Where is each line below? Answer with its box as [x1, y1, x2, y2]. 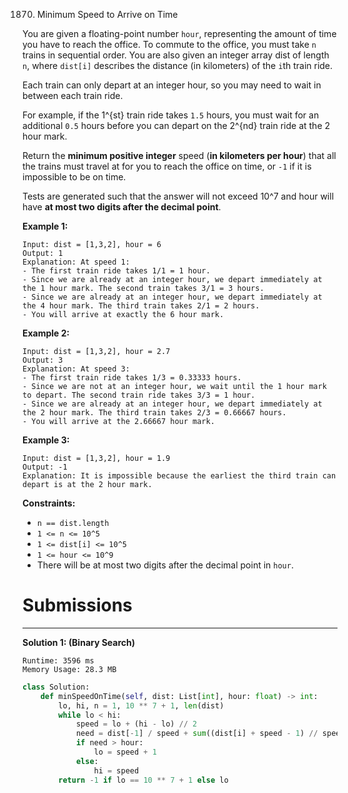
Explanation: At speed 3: [22, 364, 130, 374]
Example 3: [22, 434, 70, 446]
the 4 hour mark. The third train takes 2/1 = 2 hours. [22, 301, 260, 311]
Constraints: [22, 497, 76, 509]
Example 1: [22, 220, 69, 232]
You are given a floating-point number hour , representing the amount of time [22, 28, 337, 39]
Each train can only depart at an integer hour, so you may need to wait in [22, 79, 322, 91]
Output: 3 [22, 355, 64, 365]
